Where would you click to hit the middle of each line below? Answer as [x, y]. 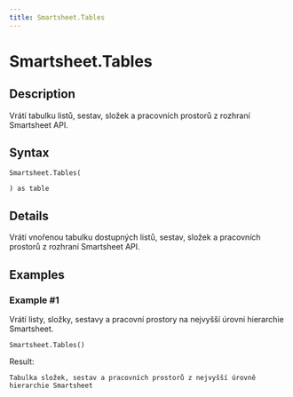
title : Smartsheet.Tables [57, 17]
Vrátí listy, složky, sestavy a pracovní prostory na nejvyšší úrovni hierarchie [146, 319]
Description [42, 94]
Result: [22, 361]
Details [29, 215]
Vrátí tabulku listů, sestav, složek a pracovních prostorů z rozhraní [130, 115]
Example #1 [34, 300]
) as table [29, 189]
